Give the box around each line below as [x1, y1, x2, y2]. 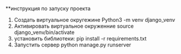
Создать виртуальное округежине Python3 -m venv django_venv [14, 16, 176, 23]
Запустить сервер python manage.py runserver [14, 41, 132, 48]
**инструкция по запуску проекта [5, 5, 91, 12]
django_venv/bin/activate [14, 29, 75, 36]
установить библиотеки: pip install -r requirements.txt [14, 35, 147, 42]
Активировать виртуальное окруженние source [14, 23, 134, 29]
